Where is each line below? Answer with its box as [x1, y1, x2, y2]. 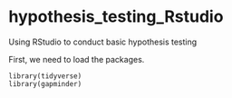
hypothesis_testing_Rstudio [8, 6, 224, 27]
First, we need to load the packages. [8, 54, 145, 64]
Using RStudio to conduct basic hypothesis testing [8, 36, 198, 47]
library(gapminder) [8, 79, 82, 88]
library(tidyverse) [8, 71, 82, 81]
